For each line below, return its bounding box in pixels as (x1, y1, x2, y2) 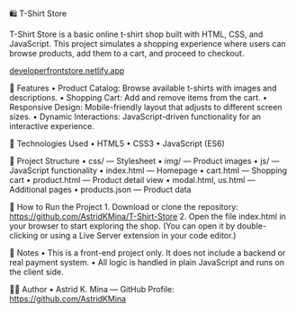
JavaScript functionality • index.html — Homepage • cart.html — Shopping (9, 165, 288, 176)
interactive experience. (9, 121, 94, 131)
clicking (9, 230, 39, 240)
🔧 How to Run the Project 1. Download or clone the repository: (9, 202, 238, 212)
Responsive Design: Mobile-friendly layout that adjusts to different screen (9, 102, 283, 112)
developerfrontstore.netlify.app (9, 65, 125, 75)
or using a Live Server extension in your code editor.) (40, 230, 237, 240)
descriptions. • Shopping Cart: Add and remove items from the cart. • (9, 92, 268, 102)
